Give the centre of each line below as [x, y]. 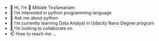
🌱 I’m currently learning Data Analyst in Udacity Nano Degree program [82, 23]
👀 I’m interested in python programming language [61, 13]
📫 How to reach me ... [33, 34]
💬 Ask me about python [34, 18]
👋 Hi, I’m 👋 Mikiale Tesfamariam [42, 8]
